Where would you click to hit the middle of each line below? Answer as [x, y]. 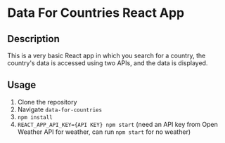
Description [33, 39]
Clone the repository [47, 102]
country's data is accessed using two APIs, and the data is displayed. [108, 63]
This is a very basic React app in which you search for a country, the [107, 55]
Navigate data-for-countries [60, 109]
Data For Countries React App [96, 13]
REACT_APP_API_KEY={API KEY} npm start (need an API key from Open [117, 124]
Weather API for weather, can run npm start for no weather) [104, 132]
